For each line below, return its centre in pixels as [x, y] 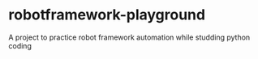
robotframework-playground [107, 15]
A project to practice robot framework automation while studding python [129, 37]
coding [20, 45]
